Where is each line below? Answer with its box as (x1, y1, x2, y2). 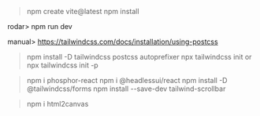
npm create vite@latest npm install (26, 7, 139, 16)
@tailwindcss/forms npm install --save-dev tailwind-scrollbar (26, 84, 226, 93)
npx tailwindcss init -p (26, 60, 99, 70)
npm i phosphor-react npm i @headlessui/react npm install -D (26, 76, 228, 85)
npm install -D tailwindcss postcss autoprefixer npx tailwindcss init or (26, 53, 252, 61)
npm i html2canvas (26, 100, 89, 108)
